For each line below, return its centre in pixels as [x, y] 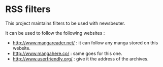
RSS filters [28, 9]
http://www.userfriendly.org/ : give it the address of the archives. [80, 58]
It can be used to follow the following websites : [55, 33]
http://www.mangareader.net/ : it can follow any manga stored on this [85, 43]
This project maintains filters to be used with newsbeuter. [65, 23]
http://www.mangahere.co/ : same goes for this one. [68, 53]
